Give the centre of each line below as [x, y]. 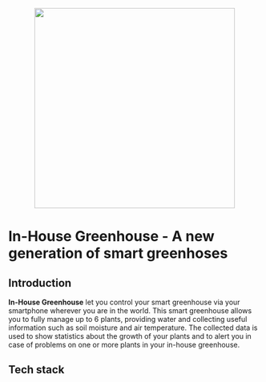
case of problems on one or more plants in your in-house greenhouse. [124, 345]
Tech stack [36, 370]
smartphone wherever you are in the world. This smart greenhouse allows [130, 311]
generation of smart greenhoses [118, 253]
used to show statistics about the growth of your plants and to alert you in [130, 336]
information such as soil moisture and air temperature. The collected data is [133, 328]
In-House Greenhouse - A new [111, 237]
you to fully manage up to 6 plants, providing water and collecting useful [128, 319]
